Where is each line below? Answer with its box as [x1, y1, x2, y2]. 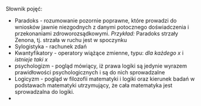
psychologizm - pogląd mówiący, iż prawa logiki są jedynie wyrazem [14, 62, 187, 69]
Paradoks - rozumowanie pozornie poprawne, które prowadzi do [14, 17, 177, 24]
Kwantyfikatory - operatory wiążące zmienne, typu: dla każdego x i [14, 49, 184, 57]
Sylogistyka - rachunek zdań [14, 43, 87, 50]
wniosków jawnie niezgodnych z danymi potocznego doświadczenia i [14, 24, 189, 30]
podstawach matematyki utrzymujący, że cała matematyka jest [14, 82, 173, 89]
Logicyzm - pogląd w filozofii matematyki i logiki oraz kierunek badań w [14, 76, 196, 82]
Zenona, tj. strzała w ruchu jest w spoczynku [14, 37, 127, 43]
